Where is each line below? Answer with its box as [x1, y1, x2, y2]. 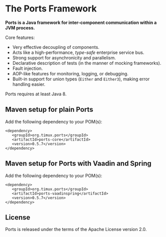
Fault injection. [12, 65, 43, 71]
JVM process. [5, 24, 35, 30]
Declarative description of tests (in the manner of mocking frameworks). [12, 60, 161, 66]
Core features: [5, 34, 35, 40]
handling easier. [12, 81, 45, 87]
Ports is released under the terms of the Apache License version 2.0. [5, 227, 147, 233]
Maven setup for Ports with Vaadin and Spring [5, 159, 151, 168]
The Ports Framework [5, 3, 97, 14]
